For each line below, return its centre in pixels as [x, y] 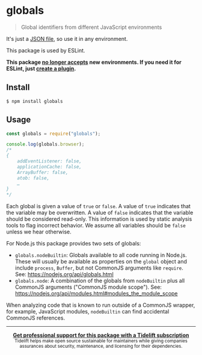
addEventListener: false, [50, 161]
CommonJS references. [35, 318]
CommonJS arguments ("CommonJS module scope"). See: [88, 287]
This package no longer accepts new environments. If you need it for [94, 62]
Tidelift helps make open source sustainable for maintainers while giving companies [101, 341]
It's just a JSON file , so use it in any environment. [67, 39]
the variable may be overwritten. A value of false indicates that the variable [100, 213]
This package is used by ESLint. [46, 50]
